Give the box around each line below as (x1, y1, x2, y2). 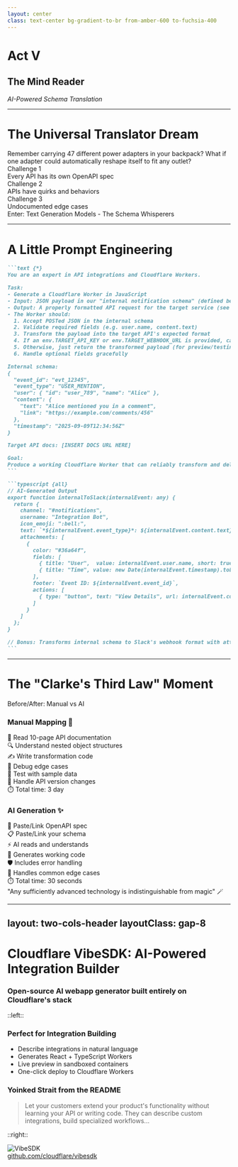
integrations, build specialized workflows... (24, 1116, 150, 1125)
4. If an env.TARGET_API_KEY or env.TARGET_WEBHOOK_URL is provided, (13, 337, 223, 344)
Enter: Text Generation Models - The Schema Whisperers (7, 210, 175, 219)
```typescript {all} (7, 481, 69, 488)
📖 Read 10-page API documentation (7, 733, 112, 742)
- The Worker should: (7, 310, 72, 318)
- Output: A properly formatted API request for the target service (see (7, 304, 230, 311)
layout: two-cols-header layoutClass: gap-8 (7, 917, 207, 929)
